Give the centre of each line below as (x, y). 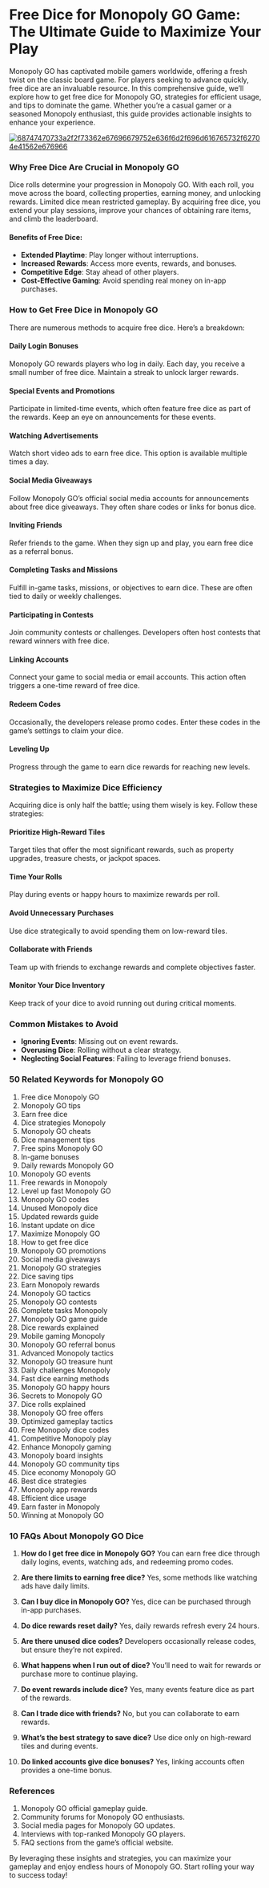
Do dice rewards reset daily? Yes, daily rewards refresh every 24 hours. (140, 1625)
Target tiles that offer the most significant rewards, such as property (122, 850)
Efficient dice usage (54, 1498)
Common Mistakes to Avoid (64, 1024)
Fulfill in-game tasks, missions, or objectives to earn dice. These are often (131, 587)
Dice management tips (58, 1140)
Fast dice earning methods (65, 1378)
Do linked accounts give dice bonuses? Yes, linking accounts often (132, 1761)
